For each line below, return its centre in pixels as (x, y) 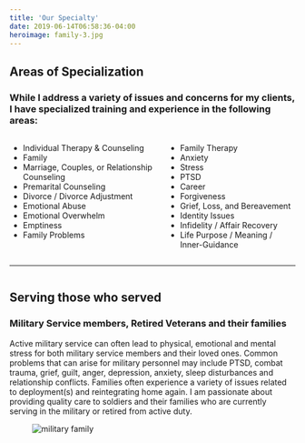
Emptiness (42, 226)
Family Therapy (209, 148)
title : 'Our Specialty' (54, 18)
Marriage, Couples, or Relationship (87, 167)
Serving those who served (85, 298)
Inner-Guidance (209, 245)
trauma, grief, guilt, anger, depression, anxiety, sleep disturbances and (142, 372)
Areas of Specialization (77, 71)
